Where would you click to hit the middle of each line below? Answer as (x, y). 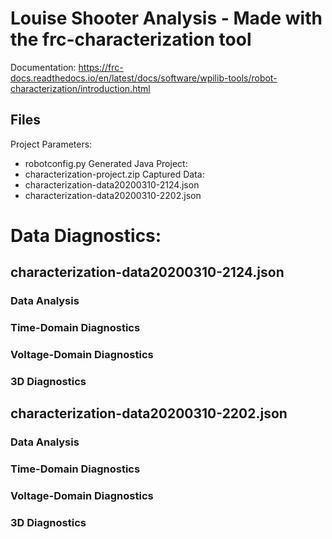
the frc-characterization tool (131, 39)
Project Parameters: (51, 144)
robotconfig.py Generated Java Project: (106, 163)
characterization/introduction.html (80, 88)
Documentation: (43, 67)
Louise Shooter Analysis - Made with (166, 18)
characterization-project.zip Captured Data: (114, 174)
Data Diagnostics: (86, 235)
